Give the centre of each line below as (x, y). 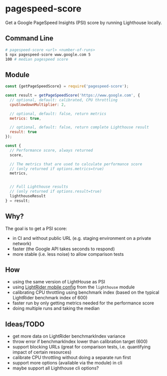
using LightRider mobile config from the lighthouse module (73, 287)
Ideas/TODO (25, 324)
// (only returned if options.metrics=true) (57, 169)
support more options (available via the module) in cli (67, 363)
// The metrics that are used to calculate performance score (76, 164)
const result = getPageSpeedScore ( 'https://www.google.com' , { (73, 96)
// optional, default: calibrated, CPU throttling (64, 100)
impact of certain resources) (42, 352)
